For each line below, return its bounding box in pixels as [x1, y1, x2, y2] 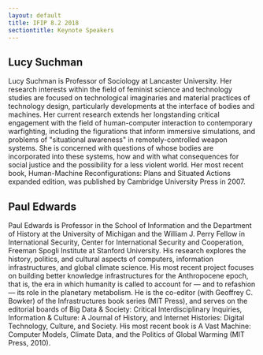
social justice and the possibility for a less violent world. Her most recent [8, 160, 244, 170]
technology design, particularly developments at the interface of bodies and [8, 102, 255, 111]
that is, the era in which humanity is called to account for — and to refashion [8, 279, 256, 289]
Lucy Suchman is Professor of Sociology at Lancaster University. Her [8, 77, 232, 86]
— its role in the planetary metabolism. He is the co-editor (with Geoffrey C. [8, 288, 254, 297]
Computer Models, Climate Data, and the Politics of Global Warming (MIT [8, 330, 246, 339]
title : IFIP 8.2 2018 [8, 19, 80, 27]
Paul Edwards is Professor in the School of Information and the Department [8, 221, 252, 230]
